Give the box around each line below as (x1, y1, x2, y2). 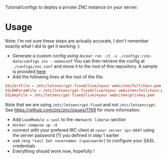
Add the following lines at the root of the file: (12, 74, 104, 80)
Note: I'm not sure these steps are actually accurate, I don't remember (5, 38, 149, 44)
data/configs (12, 59, 40, 64)
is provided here (12, 68, 46, 74)
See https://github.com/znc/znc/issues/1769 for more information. (5, 106, 141, 113)
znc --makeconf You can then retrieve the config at (41, 58, 145, 64)
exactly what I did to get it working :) (5, 43, 80, 49)
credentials (12, 143, 36, 149)
